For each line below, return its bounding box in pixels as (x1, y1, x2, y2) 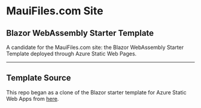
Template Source (6, 73, 71, 83)
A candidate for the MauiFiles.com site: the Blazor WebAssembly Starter (6, 44, 184, 51)
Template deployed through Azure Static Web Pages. (6, 50, 137, 57)
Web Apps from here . (6, 95, 59, 102)
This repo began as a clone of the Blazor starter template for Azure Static (6, 88, 187, 96)
